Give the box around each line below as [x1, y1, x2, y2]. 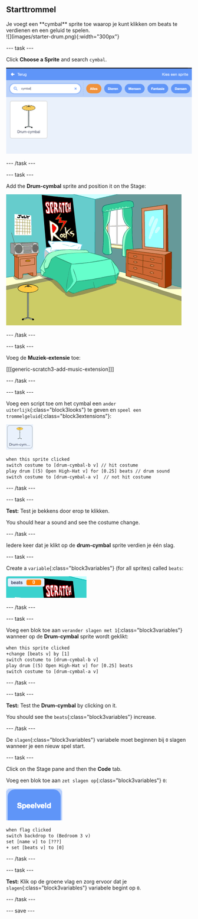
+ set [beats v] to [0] [6, 845, 65, 850]
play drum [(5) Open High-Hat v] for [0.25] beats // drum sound [6, 468, 170, 474]
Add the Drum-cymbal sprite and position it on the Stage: [6, 183, 146, 190]
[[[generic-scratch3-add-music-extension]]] [6, 366, 114, 373]
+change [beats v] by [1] [6, 651, 70, 657]
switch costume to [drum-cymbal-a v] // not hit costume [6, 474, 151, 480]
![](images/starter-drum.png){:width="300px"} [6, 32, 120, 40]
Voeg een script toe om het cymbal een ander [6, 400, 117, 407]
